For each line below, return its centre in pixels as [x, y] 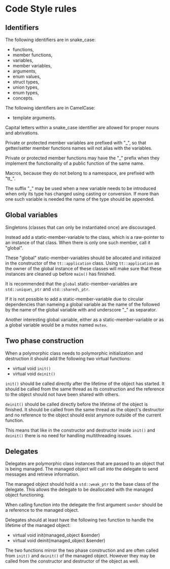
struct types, [26, 82]
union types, [26, 87]
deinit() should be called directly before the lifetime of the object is [77, 404]
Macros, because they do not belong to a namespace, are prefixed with [80, 173]
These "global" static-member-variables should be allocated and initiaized [83, 258]
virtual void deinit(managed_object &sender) [59, 541]
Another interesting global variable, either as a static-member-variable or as [84, 319]
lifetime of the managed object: [38, 525]
